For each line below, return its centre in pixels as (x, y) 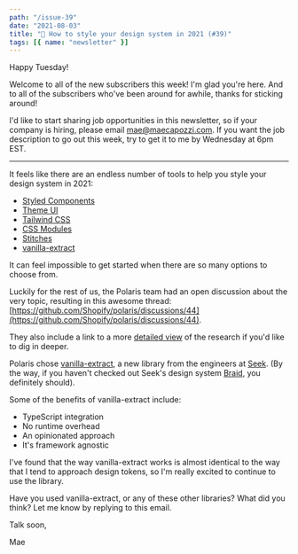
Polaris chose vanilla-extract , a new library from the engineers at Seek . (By (146, 363)
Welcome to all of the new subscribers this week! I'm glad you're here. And (146, 84)
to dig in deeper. (39, 347)
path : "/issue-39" (43, 17)
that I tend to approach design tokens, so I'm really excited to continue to (143, 472)
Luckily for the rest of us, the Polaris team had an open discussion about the (149, 292)
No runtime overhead (61, 426)
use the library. (36, 481)
